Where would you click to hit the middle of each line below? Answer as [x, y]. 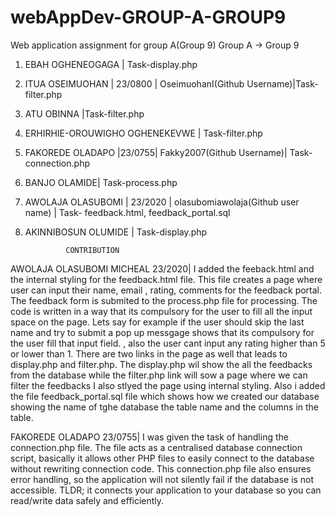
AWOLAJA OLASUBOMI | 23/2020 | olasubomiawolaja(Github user [162, 202]
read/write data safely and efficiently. [87, 500]
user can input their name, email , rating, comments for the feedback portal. [166, 290]
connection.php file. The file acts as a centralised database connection [156, 447]
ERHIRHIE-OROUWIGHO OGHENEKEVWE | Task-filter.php [143, 133]
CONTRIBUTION [92, 250]
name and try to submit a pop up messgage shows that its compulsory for [162, 332]
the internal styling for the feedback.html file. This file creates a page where [166, 279]
